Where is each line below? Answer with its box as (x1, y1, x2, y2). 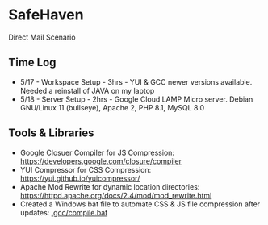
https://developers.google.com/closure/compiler (19, 156, 182, 166)
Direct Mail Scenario (8, 32, 76, 42)
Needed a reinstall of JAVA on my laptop (19, 85, 155, 95)
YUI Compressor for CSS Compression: (19, 165, 152, 174)
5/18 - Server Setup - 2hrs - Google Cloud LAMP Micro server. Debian (19, 94, 253, 104)
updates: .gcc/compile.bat (19, 207, 108, 217)
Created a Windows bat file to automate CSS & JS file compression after (19, 199, 261, 209)
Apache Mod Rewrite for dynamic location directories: (19, 181, 200, 191)
